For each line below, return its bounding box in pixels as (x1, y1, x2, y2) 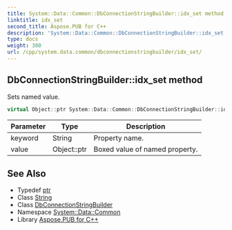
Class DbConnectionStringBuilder (17, 201, 113, 209)
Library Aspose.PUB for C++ (17, 215, 99, 224)
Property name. (93, 133, 144, 142)
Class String (17, 193, 52, 202)
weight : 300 (7, 42, 41, 49)
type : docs (7, 36, 39, 43)
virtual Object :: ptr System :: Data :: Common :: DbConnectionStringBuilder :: (7, 106, 221, 113)
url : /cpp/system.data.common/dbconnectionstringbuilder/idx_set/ (7, 49, 202, 56)
